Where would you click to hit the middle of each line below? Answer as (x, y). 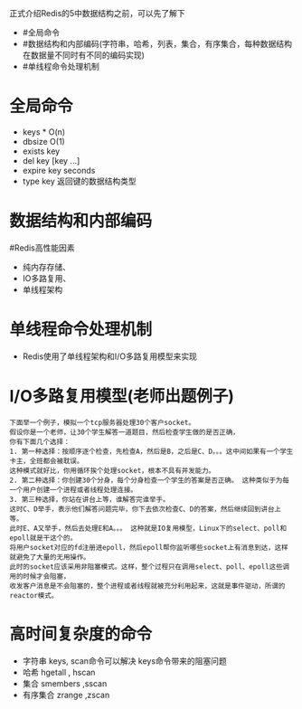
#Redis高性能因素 (42, 248)
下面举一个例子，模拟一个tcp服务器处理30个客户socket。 (103, 422)
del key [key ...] (51, 160)
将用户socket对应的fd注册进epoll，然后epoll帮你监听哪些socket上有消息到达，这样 (149, 547)
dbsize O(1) (43, 141)
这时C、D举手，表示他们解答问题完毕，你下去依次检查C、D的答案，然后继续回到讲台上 (146, 509)
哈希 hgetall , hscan (59, 672)
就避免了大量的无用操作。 (50, 557)
